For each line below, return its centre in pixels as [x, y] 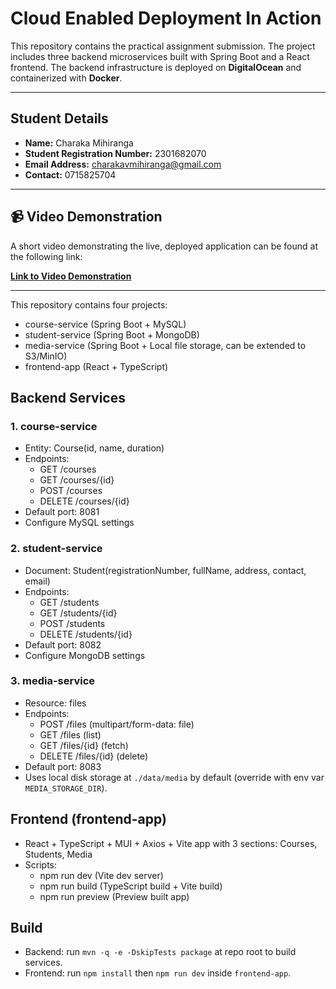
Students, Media [58, 854]
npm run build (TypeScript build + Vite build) [131, 886]
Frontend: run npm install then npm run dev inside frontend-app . [158, 973]
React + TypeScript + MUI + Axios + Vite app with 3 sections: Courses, [171, 843]
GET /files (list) [70, 734]
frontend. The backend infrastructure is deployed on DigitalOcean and [156, 67]
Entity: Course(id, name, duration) [94, 448]
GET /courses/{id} [77, 480]
